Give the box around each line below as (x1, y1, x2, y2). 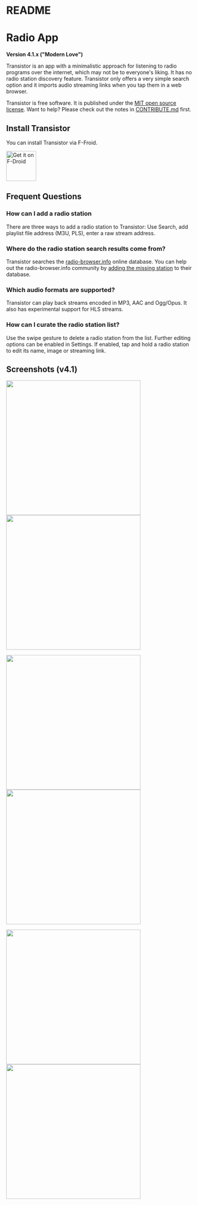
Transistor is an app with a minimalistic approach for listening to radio (6, 62, 177, 69)
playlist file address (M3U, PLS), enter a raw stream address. (6, 229, 156, 236)
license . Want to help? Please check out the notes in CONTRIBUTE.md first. (6, 106, 192, 113)
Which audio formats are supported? (6, 286, 115, 294)
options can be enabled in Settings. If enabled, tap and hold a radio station (6, 341, 190, 348)
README (6, 4, 51, 17)
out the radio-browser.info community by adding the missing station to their (6, 264, 192, 271)
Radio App (6, 31, 58, 45)
